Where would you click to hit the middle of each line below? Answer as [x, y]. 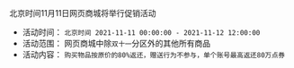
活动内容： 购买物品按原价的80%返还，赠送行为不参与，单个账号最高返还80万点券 [154, 55]
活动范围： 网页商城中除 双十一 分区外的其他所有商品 [116, 43]
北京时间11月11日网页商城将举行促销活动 [83, 13]
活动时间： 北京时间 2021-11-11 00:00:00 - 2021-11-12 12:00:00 [141, 32]
